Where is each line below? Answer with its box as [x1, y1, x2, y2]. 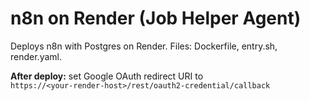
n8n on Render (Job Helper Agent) [10, 7, 302, 30]
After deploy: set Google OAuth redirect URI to [10, 70, 204, 82]
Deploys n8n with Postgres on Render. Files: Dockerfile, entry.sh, [10, 40, 278, 52]
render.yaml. [10, 50, 62, 62]
